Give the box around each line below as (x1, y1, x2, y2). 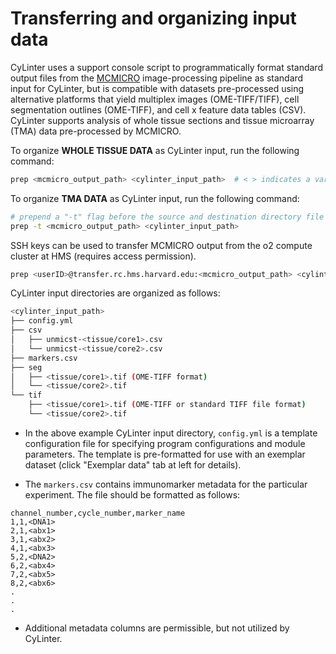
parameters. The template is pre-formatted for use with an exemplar (24, 448, 306, 460)
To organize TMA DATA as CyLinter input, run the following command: (10, 192, 300, 204)
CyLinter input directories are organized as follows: (10, 287, 221, 299)
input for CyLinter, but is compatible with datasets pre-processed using (10, 82, 305, 94)
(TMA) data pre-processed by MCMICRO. (10, 125, 182, 137)
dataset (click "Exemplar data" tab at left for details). (24, 458, 242, 471)
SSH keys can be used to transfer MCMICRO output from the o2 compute (10, 239, 313, 251)
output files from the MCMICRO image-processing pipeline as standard (10, 72, 304, 84)
